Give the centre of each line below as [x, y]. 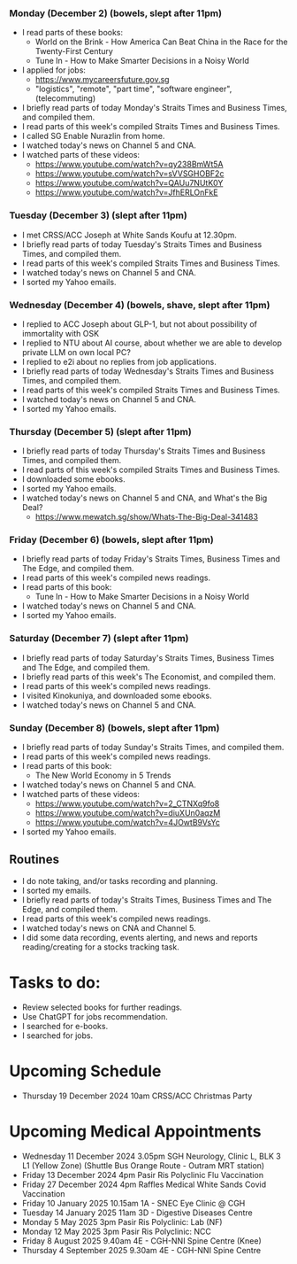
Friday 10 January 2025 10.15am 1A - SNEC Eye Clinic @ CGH [133, 1203]
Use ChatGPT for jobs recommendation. [95, 1016]
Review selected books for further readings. [102, 1007]
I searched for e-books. [65, 1026]
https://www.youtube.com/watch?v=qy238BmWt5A [129, 164]
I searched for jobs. [57, 1035]
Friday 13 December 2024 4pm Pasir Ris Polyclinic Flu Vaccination [142, 1175]
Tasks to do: [55, 983]
